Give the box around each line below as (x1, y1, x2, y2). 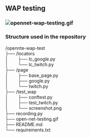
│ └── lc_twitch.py (5, 61, 54, 67)
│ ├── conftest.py (5, 94, 53, 100)
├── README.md (5, 121, 43, 127)
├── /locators (5, 50, 35, 56)
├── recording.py (5, 110, 43, 116)
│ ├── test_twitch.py (5, 100, 58, 106)
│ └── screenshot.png (5, 105, 62, 111)
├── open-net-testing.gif (5, 115, 58, 122)
